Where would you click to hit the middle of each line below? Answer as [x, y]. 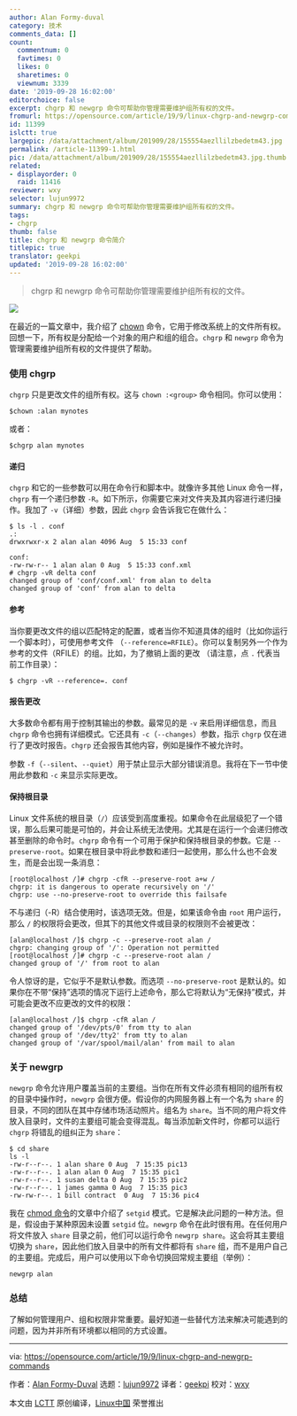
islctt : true [33, 133]
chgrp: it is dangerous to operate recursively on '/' [112, 887]
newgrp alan [31, 1274]
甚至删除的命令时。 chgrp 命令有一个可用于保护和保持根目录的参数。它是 [140, 840]
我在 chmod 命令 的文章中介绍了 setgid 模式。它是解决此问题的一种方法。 [143, 1213]
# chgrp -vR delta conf [53, 573]
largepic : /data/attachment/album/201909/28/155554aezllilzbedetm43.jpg [146, 141]
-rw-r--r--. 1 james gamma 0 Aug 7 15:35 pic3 [99, 1188]
